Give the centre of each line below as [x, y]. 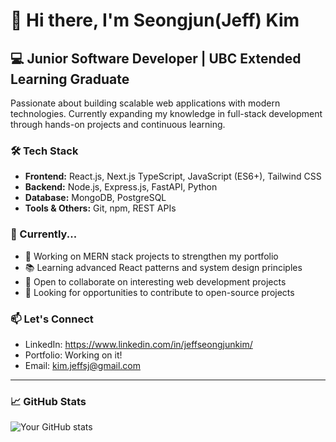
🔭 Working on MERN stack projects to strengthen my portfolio [151, 256]
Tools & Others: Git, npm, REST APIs [100, 208]
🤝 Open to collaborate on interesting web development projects [155, 281]
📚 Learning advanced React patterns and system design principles [163, 267]
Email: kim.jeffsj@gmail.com [83, 365]
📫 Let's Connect [52, 319]
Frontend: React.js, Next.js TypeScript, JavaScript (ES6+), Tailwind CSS [173, 176]
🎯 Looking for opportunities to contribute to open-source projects [159, 292]
